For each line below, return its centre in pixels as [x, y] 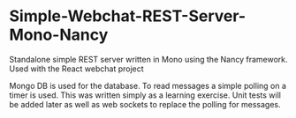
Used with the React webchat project [76, 69]
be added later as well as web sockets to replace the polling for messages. [145, 104]
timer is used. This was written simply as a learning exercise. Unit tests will [145, 95]
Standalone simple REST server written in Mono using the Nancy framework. [148, 59]
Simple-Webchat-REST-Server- [128, 16]
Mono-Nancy [59, 35]
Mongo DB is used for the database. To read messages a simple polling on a [148, 85]
